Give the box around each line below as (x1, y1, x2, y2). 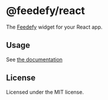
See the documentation (6, 56, 63, 63)
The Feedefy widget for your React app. (6, 23, 103, 30)
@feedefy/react (6, 4, 85, 18)
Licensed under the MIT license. (6, 88, 84, 95)
